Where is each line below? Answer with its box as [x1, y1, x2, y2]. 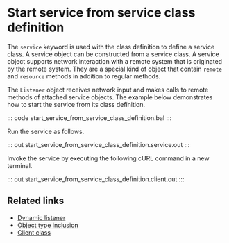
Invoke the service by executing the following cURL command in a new [7, 154, 210, 162]
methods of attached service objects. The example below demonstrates [7, 92, 213, 101]
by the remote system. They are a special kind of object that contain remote [7, 65, 222, 73]
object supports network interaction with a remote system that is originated [7, 57, 223, 65]
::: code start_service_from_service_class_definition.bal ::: [7, 113, 172, 122]
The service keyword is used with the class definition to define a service [7, 42, 215, 51]
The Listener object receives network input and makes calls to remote [7, 85, 209, 94]
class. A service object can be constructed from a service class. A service [7, 50, 220, 58]
